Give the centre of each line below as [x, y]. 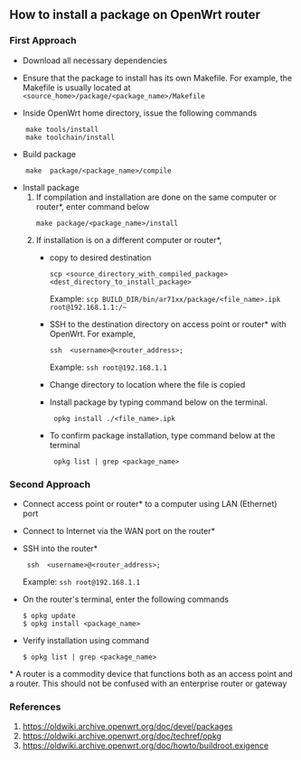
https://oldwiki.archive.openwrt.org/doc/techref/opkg [122, 737]
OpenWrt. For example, [92, 333]
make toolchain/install [71, 137]
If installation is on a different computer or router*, [129, 239]
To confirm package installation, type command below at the [162, 435]
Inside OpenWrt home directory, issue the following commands [140, 113]
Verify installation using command [85, 640]
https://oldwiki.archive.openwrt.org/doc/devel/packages [127, 727]
